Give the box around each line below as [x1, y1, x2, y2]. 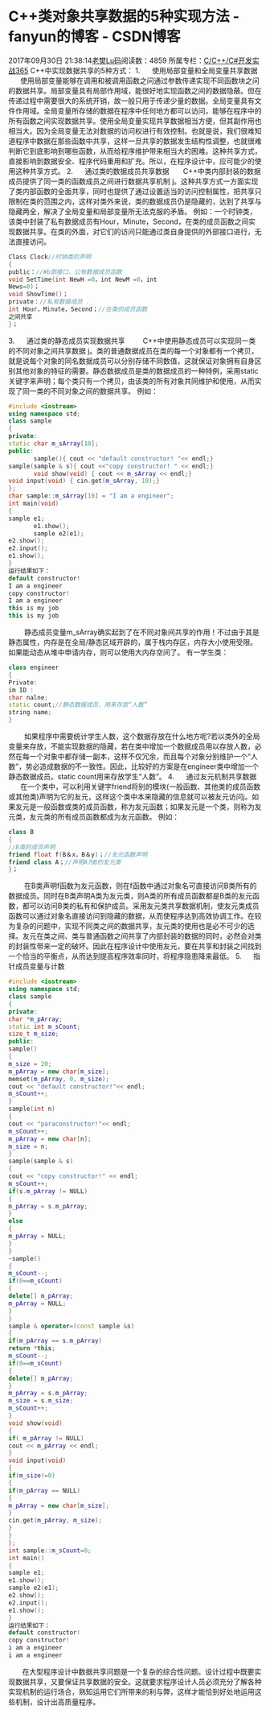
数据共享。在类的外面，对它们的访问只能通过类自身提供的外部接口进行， [14, 226, 255, 236]
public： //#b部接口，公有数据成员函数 [8, 267, 123, 276]
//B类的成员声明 [8, 843, 55, 851]
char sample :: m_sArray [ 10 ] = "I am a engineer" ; [8, 492, 174, 500]
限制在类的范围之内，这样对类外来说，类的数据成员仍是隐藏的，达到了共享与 [8, 196, 262, 206]
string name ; [8, 708, 52, 717]
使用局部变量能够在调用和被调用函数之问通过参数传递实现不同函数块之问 [19, 76, 260, 85]
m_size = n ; [8, 1142, 48, 1150]
